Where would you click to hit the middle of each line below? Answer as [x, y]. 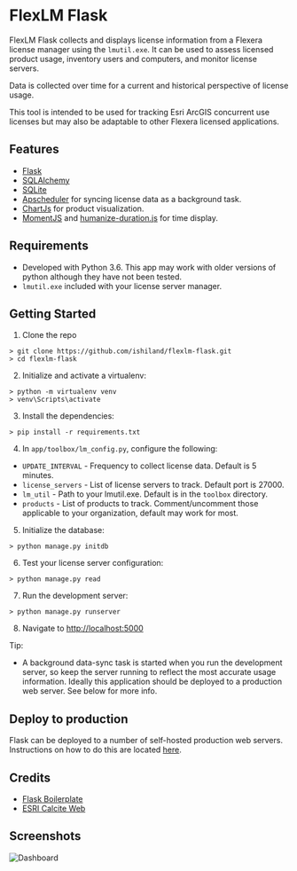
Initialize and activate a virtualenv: [84, 376]
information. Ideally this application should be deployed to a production [152, 682]
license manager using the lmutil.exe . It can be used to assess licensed [141, 49]
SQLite [34, 189]
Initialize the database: [63, 530]
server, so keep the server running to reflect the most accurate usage [149, 672]
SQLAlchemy [46, 180]
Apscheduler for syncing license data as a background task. [132, 199]
